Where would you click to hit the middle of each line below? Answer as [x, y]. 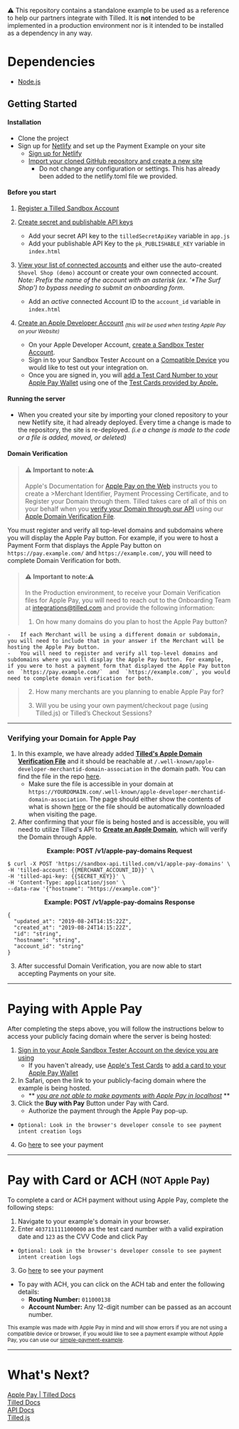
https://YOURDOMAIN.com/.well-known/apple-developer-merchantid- [127, 792]
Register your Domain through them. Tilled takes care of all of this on [126, 501]
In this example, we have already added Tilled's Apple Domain [110, 754]
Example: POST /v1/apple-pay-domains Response [119, 902]
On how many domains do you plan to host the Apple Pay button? [131, 621]
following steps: [31, 1207]
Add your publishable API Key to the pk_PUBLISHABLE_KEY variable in [127, 243]
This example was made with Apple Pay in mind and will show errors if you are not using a [117, 1327]
